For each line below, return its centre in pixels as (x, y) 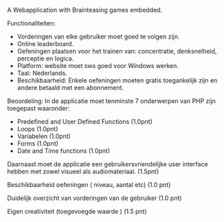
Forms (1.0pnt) (37, 143)
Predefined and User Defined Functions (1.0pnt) (85, 122)
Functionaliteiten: (32, 23)
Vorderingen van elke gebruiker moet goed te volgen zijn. (98, 36)
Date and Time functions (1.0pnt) (64, 151)
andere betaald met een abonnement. (70, 88)
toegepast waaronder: (38, 108)
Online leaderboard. (45, 44)
